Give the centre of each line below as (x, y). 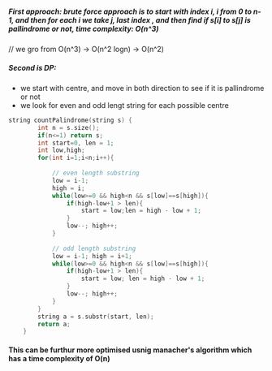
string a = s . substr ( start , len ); (96, 317)
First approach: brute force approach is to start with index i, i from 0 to (130, 11)
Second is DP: (32, 67)
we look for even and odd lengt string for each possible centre (124, 105)
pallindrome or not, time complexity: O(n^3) (84, 28)
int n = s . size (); (69, 127)
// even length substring (95, 173)
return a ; (54, 324)
